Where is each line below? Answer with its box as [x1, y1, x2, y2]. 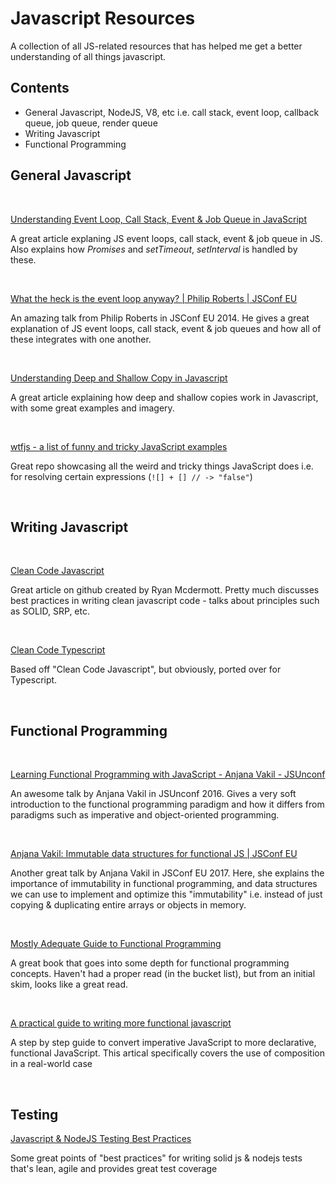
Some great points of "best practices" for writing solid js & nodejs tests [10, 1152, 303, 1164]
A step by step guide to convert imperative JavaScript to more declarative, [10, 1037, 317, 1049]
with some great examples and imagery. [10, 402, 175, 414]
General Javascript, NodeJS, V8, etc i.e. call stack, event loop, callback [24, 106, 320, 118]
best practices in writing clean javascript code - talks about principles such [10, 595, 320, 607]
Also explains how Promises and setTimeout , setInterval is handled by [10, 243, 298, 255]
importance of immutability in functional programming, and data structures [10, 878, 318, 890]
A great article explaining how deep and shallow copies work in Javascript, [10, 391, 319, 403]
